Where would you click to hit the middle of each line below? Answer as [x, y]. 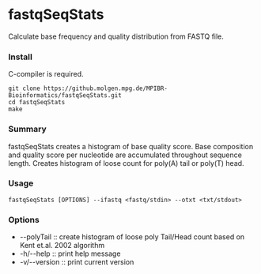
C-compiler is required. [46, 74]
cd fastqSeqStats [37, 103]
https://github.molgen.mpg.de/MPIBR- [106, 88]
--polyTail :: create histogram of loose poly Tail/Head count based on [132, 237]
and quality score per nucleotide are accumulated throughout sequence [125, 155]
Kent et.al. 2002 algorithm [62, 246]
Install [21, 57]
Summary [28, 129]
